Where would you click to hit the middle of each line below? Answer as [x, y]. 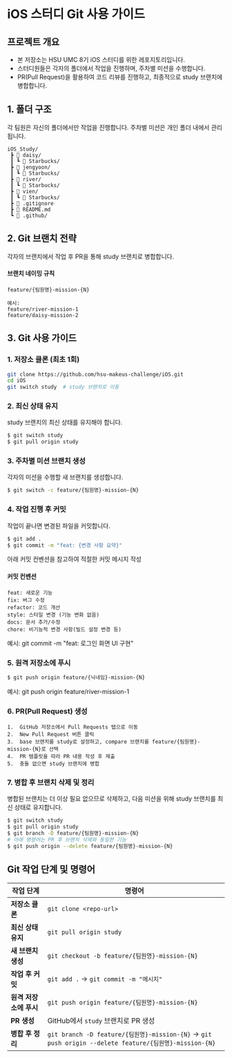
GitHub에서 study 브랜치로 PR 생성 [101, 1021]
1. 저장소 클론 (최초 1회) [43, 360]
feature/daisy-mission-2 [43, 315]
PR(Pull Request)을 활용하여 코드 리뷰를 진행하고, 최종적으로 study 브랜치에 [120, 77]
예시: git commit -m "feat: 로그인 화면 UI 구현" [70, 643]
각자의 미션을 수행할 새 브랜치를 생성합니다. [65, 477]
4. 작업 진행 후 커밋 [37, 510]
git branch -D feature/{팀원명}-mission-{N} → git [129, 1034]
